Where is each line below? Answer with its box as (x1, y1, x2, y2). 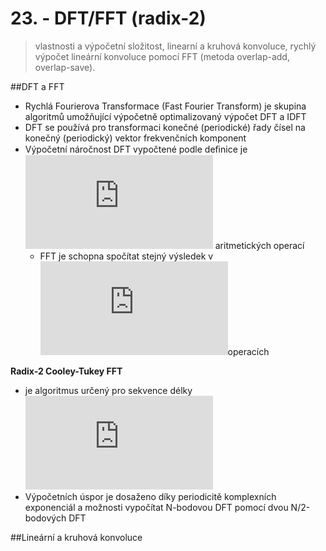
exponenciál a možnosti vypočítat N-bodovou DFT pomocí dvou (24, 501, 289, 513)
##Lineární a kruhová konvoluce (10, 531, 143, 543)
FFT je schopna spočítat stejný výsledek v (39, 250, 214, 262)
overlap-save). (34, 61, 96, 73)
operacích (227, 345, 270, 357)
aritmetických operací (214, 239, 305, 251)
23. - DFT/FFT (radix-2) (10, 7, 207, 30)
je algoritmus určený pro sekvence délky (24, 384, 193, 396)
